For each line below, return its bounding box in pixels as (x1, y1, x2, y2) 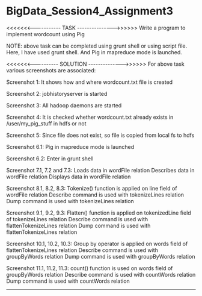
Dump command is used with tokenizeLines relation (6, 197, 134, 204)
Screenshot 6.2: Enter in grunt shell (6, 155, 94, 162)
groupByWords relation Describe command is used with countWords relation (6, 271, 196, 278)
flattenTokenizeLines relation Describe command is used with (6, 246, 158, 254)
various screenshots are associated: (6, 66, 96, 74)
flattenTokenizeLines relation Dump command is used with (6, 222, 151, 229)
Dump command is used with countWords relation (6, 277, 130, 285)
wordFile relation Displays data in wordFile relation (6, 173, 131, 180)
